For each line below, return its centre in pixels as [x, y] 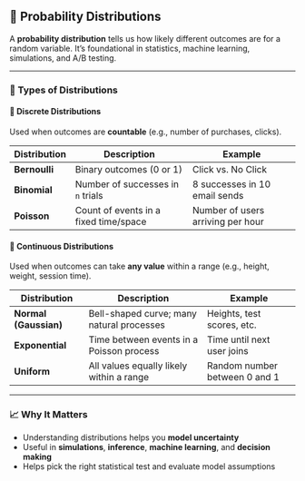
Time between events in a [143, 339]
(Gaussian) [39, 325]
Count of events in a [118, 210]
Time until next [239, 339]
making [37, 457]
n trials [89, 195]
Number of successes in [127, 184]
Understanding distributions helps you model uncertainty [131, 437]
